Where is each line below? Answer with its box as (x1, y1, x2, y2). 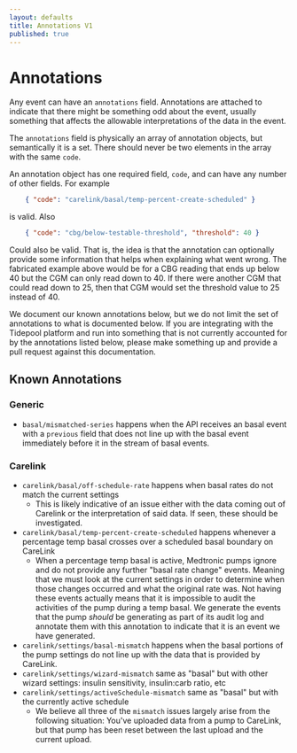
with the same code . (9, 151, 82, 162)
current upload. (35, 734, 92, 745)
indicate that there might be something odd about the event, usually (9, 106, 257, 117)
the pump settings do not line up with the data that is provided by (21, 649, 261, 660)
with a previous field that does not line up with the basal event (21, 428, 250, 439)
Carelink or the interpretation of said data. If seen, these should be (35, 508, 278, 519)
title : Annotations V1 (9, 21, 93, 30)
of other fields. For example (9, 178, 111, 189)
